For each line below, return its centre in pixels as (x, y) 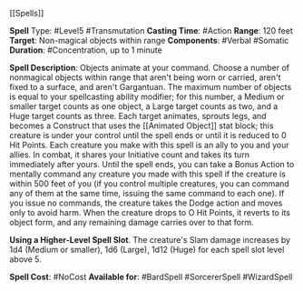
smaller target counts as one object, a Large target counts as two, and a (144, 106)
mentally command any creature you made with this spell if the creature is (147, 174)
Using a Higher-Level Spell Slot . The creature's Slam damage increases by (150, 240)
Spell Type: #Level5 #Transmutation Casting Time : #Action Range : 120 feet (151, 30)
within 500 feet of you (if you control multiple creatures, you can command (150, 184)
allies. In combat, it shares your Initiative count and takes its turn (129, 155)
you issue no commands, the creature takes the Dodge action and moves (146, 203)
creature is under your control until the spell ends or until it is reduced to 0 (148, 135)
